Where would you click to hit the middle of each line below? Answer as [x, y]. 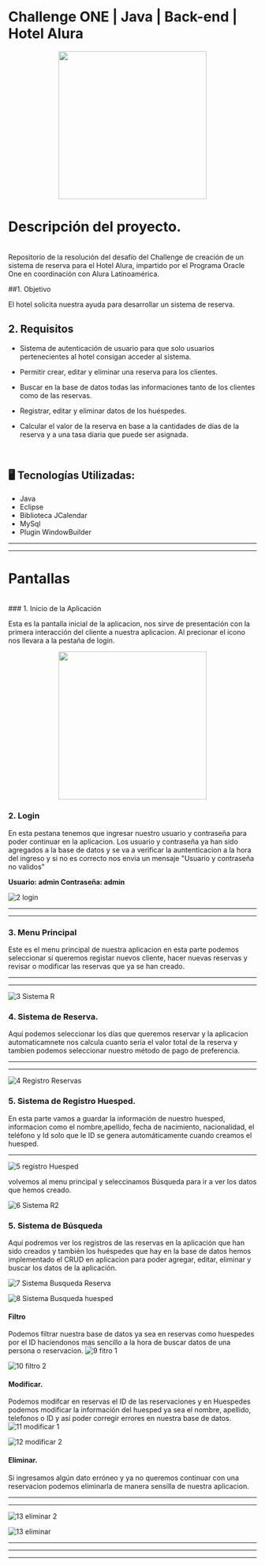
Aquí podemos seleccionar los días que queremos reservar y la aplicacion [128, 1034]
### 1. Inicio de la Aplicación [55, 609]
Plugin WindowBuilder [56, 531]
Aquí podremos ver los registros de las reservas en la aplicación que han [127, 1243]
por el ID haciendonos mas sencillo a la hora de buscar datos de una [119, 1342]
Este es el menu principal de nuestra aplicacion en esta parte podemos [123, 949]
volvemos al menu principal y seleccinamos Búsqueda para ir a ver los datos [132, 1181]
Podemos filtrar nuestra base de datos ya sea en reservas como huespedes [131, 1334]
